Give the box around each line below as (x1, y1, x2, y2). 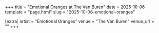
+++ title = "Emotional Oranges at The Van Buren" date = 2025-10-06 (5, 4, 145, 10)
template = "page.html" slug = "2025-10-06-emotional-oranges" (5, 9, 135, 15)
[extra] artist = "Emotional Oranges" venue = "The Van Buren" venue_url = (5, 19, 155, 24)
